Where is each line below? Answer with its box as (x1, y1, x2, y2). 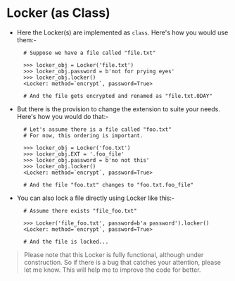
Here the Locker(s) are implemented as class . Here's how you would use (16, 28, 229, 37)
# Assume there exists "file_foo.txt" (23, 207, 137, 214)
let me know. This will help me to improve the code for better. (23, 266, 201, 274)
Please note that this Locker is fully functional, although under (23, 250, 204, 258)
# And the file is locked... (23, 238, 109, 245)
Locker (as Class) (6, 5, 110, 21)
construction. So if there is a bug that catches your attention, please (23, 258, 221, 266)
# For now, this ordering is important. (23, 132, 144, 139)
